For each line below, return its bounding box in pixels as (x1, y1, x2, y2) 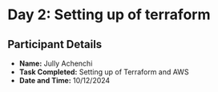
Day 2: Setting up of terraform (7, 6, 211, 24)
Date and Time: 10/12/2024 (18, 76, 111, 85)
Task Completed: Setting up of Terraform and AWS (18, 67, 189, 77)
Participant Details (7, 38, 103, 51)
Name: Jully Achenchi (18, 58, 93, 68)
